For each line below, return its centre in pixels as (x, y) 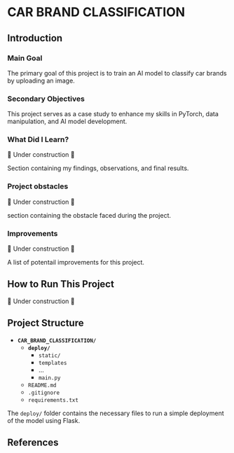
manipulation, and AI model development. (67, 121)
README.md (42, 385)
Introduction (35, 38)
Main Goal (25, 58)
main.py (49, 378)
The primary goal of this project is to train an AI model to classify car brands (117, 73)
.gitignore (44, 393)
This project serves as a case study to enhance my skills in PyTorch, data (113, 114)
